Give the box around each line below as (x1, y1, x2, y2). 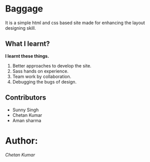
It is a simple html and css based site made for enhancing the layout (5, 20, 145, 26)
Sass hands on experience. (12, 68, 68, 74)
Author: (5, 135, 38, 146)
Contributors (5, 94, 46, 102)
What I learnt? (5, 40, 50, 48)
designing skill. (5, 25, 36, 31)
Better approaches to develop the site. (12, 62, 91, 68)
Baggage (5, 3, 43, 15)
